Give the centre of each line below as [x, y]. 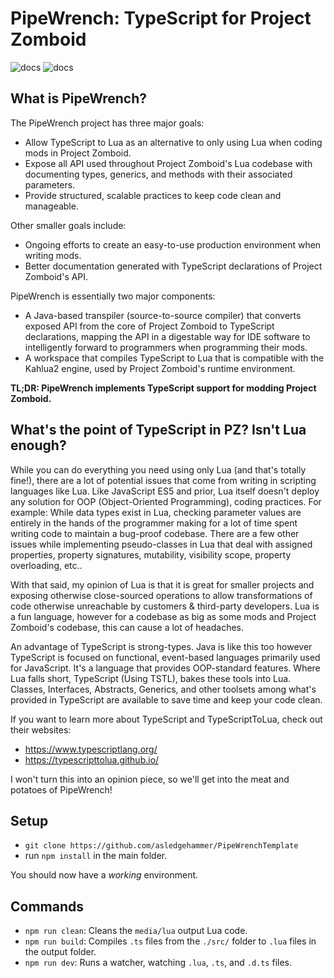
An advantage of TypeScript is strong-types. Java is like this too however [161, 646]
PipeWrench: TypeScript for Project [161, 18]
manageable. [51, 206]
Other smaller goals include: [68, 225]
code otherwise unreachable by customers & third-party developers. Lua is [165, 606]
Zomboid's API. [56, 276]
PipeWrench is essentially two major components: [113, 296]
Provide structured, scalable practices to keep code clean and [153, 195]
